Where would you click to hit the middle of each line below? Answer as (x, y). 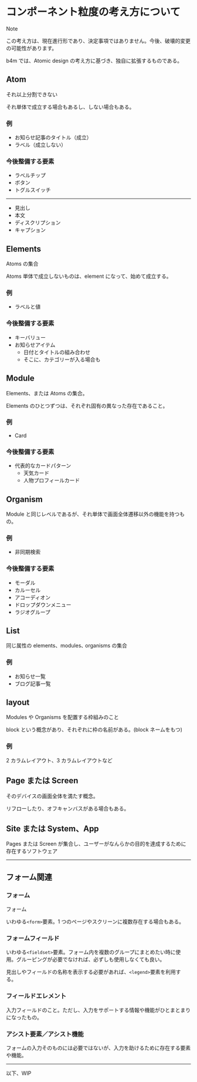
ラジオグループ (33, 612)
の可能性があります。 (32, 48)
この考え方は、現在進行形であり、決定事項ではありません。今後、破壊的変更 (98, 41)
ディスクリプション (38, 223)
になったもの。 (24, 1017)
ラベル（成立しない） (40, 145)
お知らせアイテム (35, 345)
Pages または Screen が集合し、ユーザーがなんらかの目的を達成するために (96, 844)
